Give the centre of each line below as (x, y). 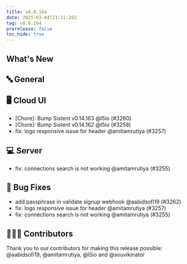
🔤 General (26, 79)
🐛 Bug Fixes (29, 187)
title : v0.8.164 (27, 12)
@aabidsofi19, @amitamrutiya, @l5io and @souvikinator (75, 255)
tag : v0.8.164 (24, 23)
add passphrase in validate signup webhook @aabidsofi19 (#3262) (98, 202)
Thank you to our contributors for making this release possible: (84, 248)
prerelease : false (29, 29)
